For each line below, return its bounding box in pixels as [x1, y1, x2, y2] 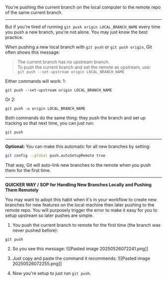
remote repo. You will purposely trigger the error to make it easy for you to [5, 207, 158, 213]
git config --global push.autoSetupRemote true [5, 153, 106, 158]
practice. [5, 34, 23, 40]
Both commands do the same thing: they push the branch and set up [5, 115, 146, 121]
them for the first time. [5, 167, 51, 173]
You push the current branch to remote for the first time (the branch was [12, 222, 161, 228]
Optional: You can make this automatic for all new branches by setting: [5, 143, 151, 149]
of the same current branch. [5, 9, 63, 15]
